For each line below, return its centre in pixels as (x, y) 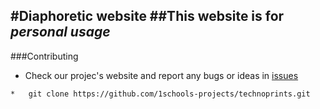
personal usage (60, 32)
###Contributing (44, 56)
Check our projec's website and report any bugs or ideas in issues (161, 75)
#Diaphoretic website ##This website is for (147, 16)
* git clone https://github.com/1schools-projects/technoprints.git (160, 94)
